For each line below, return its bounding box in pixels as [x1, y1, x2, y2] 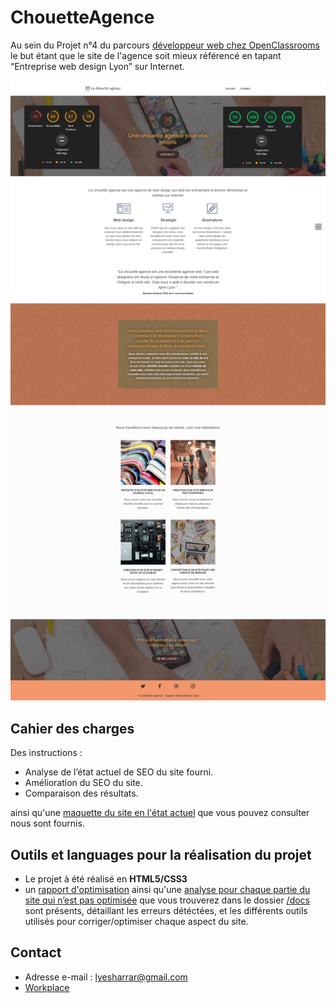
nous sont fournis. [10, 817, 85, 830]
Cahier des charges [10, 720, 135, 737]
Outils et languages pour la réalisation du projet [10, 846, 312, 863]
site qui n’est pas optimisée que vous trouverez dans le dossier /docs [24, 894, 310, 906]
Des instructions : [10, 747, 83, 759]
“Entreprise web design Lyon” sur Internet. [10, 60, 185, 72]
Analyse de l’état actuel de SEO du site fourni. [24, 766, 214, 778]
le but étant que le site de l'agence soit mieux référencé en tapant [10, 49, 282, 61]
